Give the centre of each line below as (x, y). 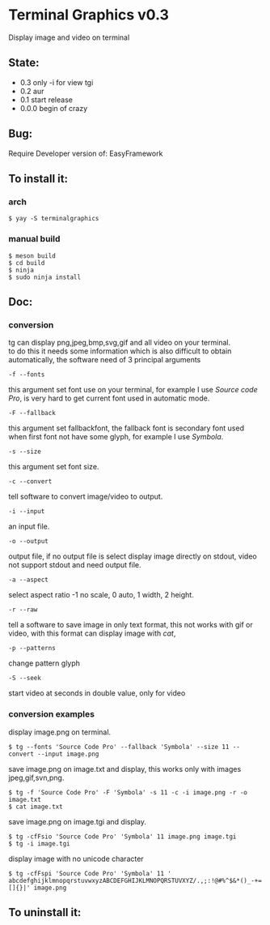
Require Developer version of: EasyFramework (86, 153)
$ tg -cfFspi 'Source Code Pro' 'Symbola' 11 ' (90, 873)
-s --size (25, 452)
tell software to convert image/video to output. (86, 497)
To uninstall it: (45, 912)
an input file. (29, 527)
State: (24, 63)
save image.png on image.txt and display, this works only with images (125, 769)
